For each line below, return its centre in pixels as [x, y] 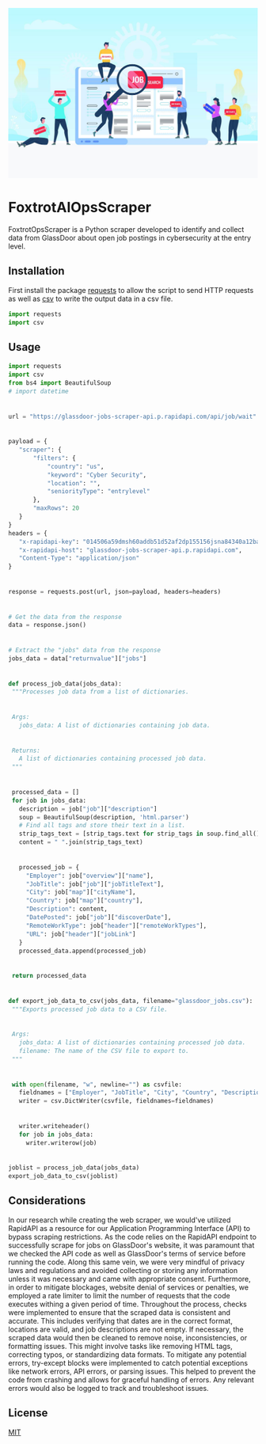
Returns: [26, 750]
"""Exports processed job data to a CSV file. [90, 1009]
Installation [36, 271]
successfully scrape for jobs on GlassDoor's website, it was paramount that [131, 1245]
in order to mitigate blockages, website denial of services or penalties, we [129, 1287]
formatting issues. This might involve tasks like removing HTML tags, [121, 1346]
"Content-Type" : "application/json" [79, 558]
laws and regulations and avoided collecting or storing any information [123, 1270]
